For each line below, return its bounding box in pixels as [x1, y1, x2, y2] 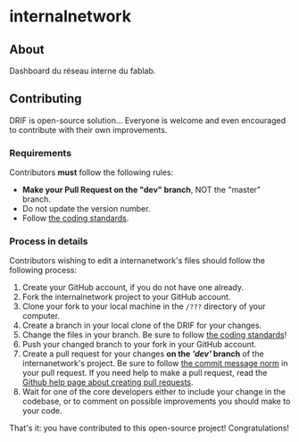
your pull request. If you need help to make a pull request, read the [21, 368, 268, 379]
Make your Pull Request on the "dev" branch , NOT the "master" [21, 185, 262, 196]
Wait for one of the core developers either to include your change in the [21, 387, 286, 397]
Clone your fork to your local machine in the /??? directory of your [21, 301, 266, 312]
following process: [9, 265, 78, 276]
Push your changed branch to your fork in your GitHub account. [21, 339, 257, 350]
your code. [21, 405, 62, 416]
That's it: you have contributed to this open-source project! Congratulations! [9, 422, 290, 434]
